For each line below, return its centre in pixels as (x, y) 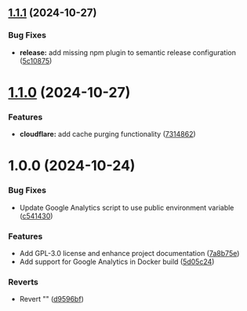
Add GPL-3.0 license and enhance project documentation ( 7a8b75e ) (129, 253)
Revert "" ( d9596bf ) (51, 299)
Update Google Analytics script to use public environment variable (127, 207)
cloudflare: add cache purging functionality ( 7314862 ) (107, 134)
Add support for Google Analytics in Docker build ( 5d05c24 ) (117, 262)
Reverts (24, 282)
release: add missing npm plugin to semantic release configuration (128, 52)
